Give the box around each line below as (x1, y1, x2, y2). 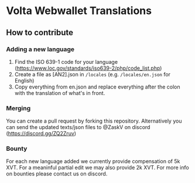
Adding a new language (6, 45, 75, 53)
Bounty (6, 145, 28, 153)
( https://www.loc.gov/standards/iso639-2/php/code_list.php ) (14, 65, 162, 72)
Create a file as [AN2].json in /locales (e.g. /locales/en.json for (14, 70, 171, 77)
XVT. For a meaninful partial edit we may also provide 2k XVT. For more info (6, 164, 189, 171)
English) (14, 77, 35, 84)
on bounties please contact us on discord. (6, 170, 108, 177)
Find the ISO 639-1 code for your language (14, 58, 118, 65)
